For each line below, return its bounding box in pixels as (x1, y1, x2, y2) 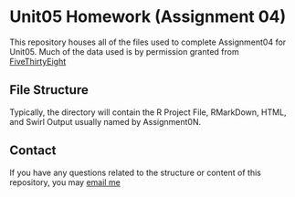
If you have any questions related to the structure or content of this (9, 167, 262, 178)
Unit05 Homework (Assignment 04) (9, 6, 287, 27)
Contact (9, 143, 57, 159)
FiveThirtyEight (9, 56, 67, 67)
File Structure (9, 82, 89, 98)
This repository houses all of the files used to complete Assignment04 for (9, 36, 287, 47)
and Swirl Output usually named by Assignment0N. (9, 116, 202, 127)
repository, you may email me (9, 176, 121, 188)
